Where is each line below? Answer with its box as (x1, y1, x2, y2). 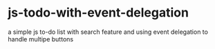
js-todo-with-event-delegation (8, 5, 189, 21)
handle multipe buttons (8, 35, 74, 43)
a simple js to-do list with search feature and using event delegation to (8, 28, 208, 36)
